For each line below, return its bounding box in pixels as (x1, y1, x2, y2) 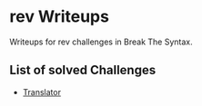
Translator (22, 86, 62, 97)
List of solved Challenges (9, 63, 157, 78)
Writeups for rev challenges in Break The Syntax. (9, 36, 193, 47)
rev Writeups (9, 6, 109, 27)
